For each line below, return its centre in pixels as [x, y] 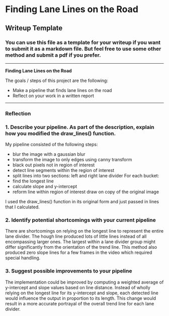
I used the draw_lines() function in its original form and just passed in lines [82, 202]
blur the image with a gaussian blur [49, 154]
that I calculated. [23, 207]
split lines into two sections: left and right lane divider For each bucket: [86, 176]
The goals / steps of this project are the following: [57, 80]
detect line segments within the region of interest [63, 170]
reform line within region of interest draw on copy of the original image [86, 192]
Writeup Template [34, 28]
